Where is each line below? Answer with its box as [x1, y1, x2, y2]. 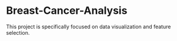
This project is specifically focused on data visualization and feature [6, 23, 171, 30]
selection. [6, 29, 30, 36]
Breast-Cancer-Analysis [6, 4, 128, 17]
